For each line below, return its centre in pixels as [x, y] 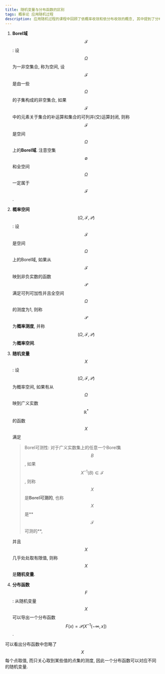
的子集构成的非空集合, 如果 [39, 100]
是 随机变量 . [24, 574]
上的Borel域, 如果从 [32, 260]
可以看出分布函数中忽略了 [31, 644]
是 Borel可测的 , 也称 [44, 497]
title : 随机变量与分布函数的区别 [35, 10]
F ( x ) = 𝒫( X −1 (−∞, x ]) [86, 626]
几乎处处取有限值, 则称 [35, 558]
